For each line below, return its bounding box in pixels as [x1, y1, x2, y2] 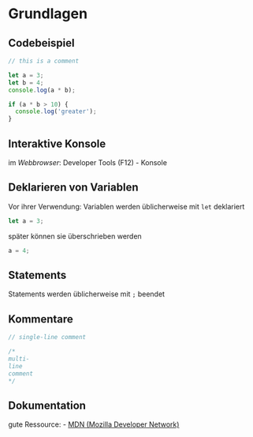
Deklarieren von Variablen [8, 181, 139, 194]
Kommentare [8, 312, 73, 326]
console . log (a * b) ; [8, 86, 76, 94]
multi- [8, 355, 30, 363]
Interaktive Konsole [8, 137, 106, 150]
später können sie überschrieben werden [8, 231, 142, 241]
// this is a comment [8, 57, 80, 65]
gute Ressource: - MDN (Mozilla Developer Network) [8, 420, 180, 429]
